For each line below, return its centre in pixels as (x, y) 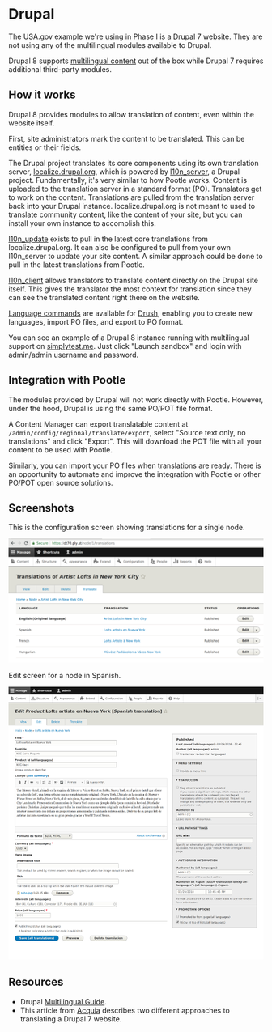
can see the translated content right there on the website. (104, 297)
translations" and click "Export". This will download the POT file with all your (135, 441)
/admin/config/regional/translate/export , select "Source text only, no (127, 432)
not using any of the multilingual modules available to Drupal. (110, 45)
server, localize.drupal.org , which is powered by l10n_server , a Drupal (124, 172)
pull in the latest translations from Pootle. (77, 265)
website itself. (32, 123)
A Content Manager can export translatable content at (98, 424)
